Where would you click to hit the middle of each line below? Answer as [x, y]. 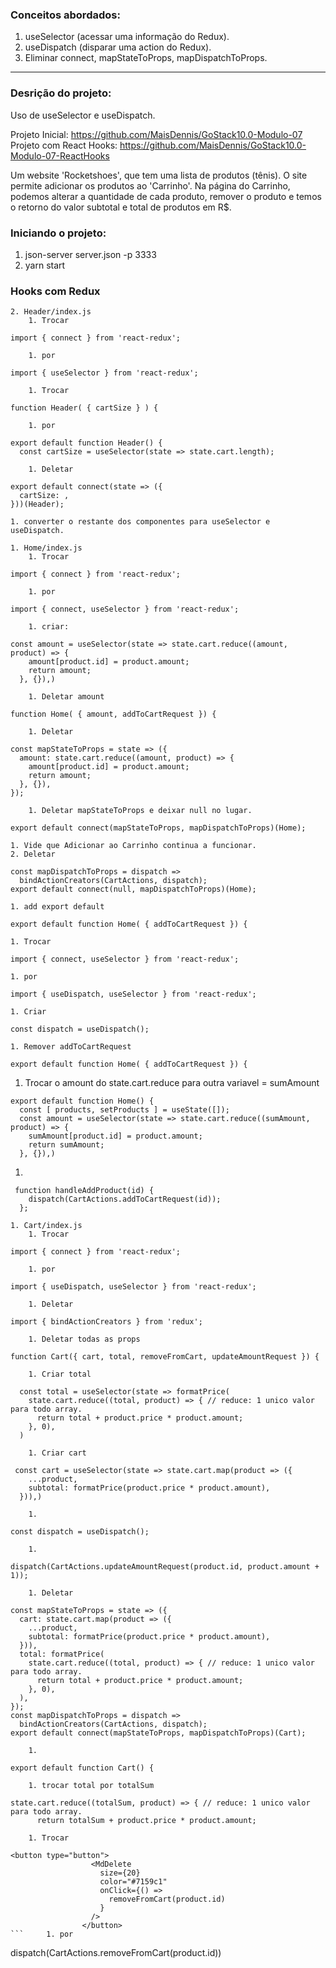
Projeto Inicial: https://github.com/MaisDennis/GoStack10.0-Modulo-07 [156, 134]
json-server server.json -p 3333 [90, 254]
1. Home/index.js [46, 548]
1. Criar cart [57, 1453]
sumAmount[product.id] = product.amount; [115, 1136]
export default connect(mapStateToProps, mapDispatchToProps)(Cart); [158, 1733]
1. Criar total [60, 1374]
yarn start [45, 265]
